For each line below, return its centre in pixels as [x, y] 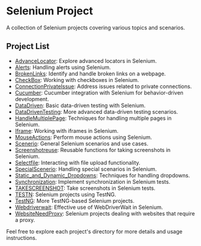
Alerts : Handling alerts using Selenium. [63, 67]
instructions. [22, 238]
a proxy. [25, 220]
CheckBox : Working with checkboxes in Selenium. [77, 80]
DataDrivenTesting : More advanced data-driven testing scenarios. [96, 111]
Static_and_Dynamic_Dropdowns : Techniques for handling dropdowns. [102, 175]
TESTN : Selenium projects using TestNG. [65, 194]
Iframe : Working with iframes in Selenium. [67, 130]
